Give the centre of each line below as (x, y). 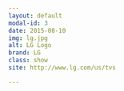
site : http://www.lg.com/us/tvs (62, 68)
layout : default (35, 16)
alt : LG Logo (30, 45)
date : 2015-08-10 (37, 30)
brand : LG (25, 53)
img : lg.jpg (28, 38)
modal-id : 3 (28, 23)
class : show (28, 61)
